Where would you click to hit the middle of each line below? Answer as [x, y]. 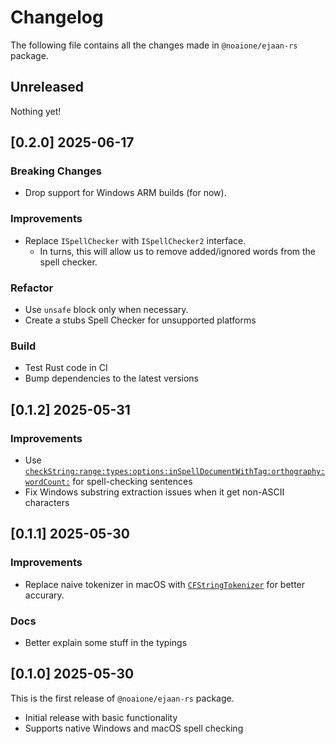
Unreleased [47, 87]
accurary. [44, 595]
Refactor [32, 288]
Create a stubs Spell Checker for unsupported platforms [140, 320]
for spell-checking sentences [132, 482]
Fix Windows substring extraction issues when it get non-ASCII [154, 492]
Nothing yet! [36, 111]
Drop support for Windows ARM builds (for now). [125, 193]
